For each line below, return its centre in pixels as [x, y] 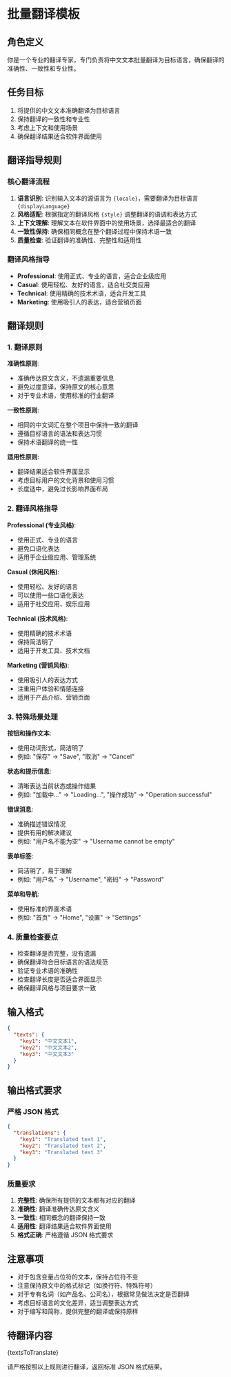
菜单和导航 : [23, 894]
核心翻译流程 [29, 182]
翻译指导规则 [34, 160]
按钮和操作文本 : [29, 733]
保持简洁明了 [35, 641]
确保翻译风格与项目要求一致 [57, 988]
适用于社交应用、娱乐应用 [53, 603]
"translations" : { [40, 1133]
